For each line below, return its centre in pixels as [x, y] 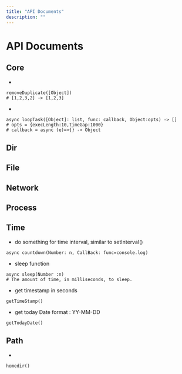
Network [23, 188]
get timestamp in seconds [46, 290]
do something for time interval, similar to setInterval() [79, 242]
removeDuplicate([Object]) [39, 93]
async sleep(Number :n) [35, 274]
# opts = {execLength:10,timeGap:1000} [55, 125]
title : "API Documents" [35, 11]
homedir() [18, 366]
